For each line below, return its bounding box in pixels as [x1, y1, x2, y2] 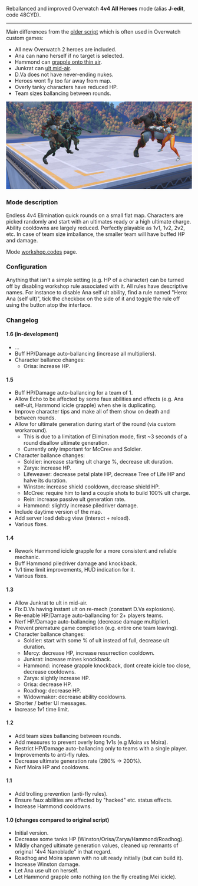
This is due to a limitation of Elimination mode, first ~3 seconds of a [23, 433, 187, 440]
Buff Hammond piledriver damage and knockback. [14, 560, 137, 567]
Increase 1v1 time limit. [14, 705, 70, 713]
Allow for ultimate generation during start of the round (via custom [14, 421, 176, 428]
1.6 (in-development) [6, 330, 59, 338]
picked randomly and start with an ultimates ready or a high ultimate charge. [6, 218, 192, 225]
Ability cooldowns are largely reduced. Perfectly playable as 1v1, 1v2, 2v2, [6, 224, 186, 231]
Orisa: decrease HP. [23, 681, 72, 688]
